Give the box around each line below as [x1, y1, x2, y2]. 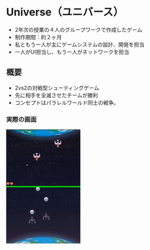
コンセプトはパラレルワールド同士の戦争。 [14, 99, 119, 106]
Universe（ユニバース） [6, 5, 124, 19]
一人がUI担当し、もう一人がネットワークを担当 [14, 48, 129, 55]
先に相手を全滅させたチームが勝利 [14, 91, 98, 98]
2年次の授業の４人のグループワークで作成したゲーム [14, 26, 143, 33]
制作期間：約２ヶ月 [14, 33, 62, 40]
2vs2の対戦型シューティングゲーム [14, 84, 100, 91]
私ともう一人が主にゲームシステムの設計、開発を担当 [14, 41, 145, 48]
